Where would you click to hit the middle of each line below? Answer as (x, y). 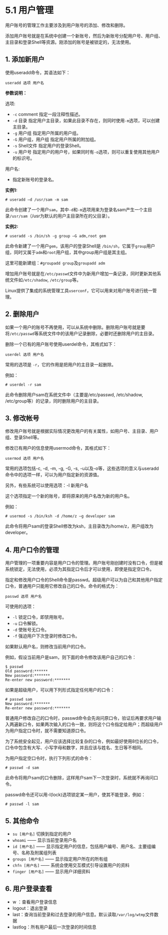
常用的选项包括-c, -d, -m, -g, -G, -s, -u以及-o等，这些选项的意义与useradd (82, 469)
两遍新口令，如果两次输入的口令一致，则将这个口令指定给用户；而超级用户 (86, 724)
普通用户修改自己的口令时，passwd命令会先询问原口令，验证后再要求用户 (81, 718)
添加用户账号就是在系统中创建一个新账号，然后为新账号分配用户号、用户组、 (84, 36)
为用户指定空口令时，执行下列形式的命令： (49, 758)
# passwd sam (19, 700)
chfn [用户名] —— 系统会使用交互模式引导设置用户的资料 (71, 865)
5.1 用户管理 (29, 10)
